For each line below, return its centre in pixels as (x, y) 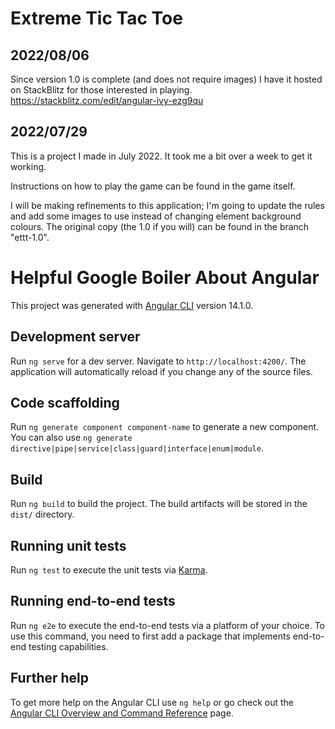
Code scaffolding (65, 402)
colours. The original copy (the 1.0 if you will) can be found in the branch (160, 226)
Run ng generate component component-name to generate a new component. (165, 427)
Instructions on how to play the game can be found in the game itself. (153, 186)
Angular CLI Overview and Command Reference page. (122, 713)
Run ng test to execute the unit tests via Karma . (109, 570)
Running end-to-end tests (93, 601)
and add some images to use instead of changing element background (156, 216)
